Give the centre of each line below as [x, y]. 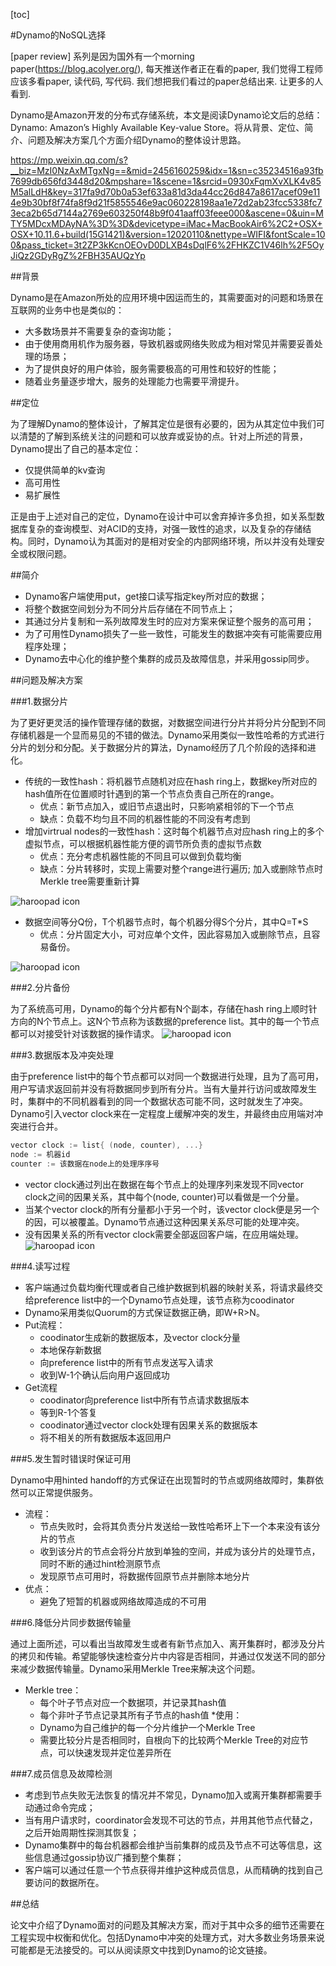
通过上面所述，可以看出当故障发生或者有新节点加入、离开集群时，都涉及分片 [168, 1643]
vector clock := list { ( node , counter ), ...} [106, 1145]
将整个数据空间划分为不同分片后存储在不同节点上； [130, 608]
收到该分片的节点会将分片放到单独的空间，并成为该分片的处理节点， [180, 1551]
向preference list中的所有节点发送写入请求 [126, 1362]
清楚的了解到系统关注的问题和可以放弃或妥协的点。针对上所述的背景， [163, 436]
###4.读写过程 [40, 1266]
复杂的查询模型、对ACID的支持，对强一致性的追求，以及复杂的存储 [165, 528]
